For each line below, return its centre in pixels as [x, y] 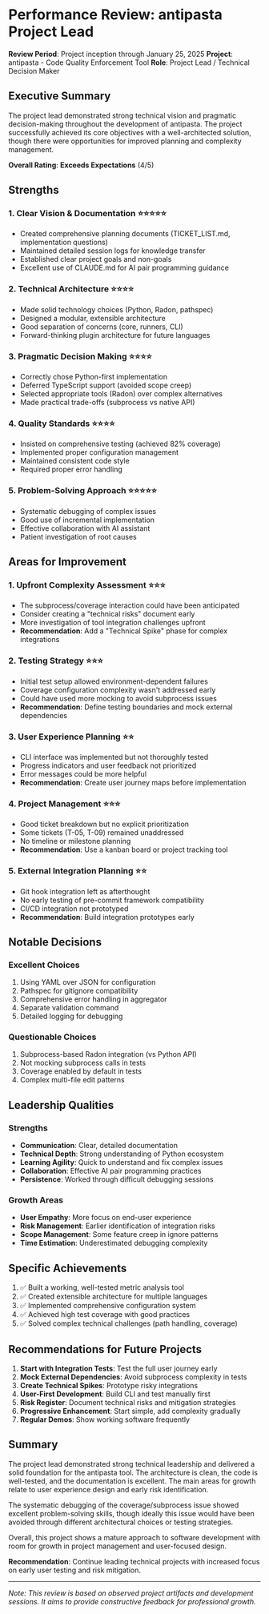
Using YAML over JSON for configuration [88, 982]
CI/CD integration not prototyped [74, 908]
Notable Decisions [55, 942]
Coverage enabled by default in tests [81, 1071]
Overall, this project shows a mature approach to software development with [134, 1537]
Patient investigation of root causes [78, 536]
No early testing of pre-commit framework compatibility [112, 900]
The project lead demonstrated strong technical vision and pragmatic [122, 115]
